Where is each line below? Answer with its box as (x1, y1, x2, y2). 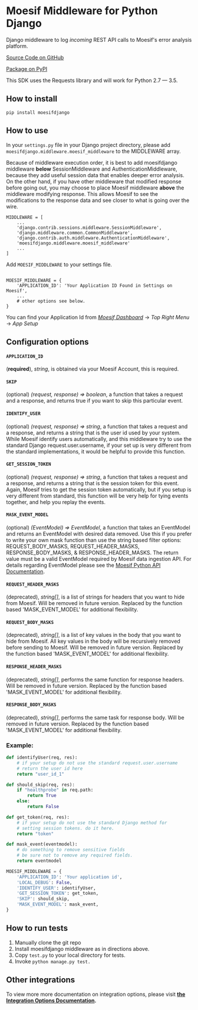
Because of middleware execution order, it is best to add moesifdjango (6, 159, 178, 166)
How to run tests (6, 923, 68, 933)
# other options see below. (16, 298, 85, 304)
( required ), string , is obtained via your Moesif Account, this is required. (6, 365, 179, 372)
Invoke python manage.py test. (14, 957, 91, 965)
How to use (6, 126, 48, 136)
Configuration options (6, 336, 90, 347)
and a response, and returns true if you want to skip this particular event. (6, 397, 183, 404)
